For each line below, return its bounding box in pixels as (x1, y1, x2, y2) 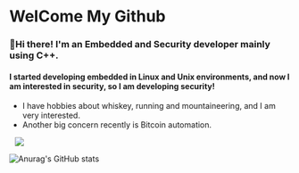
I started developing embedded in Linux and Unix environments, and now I (9, 71, 290, 82)
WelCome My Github (9, 6, 166, 27)
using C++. (9, 49, 59, 62)
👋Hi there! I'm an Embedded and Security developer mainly (9, 38, 270, 51)
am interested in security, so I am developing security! (9, 80, 216, 91)
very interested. (21, 110, 80, 121)
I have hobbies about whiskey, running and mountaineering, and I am (21, 101, 277, 111)
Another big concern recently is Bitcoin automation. (21, 119, 212, 130)
